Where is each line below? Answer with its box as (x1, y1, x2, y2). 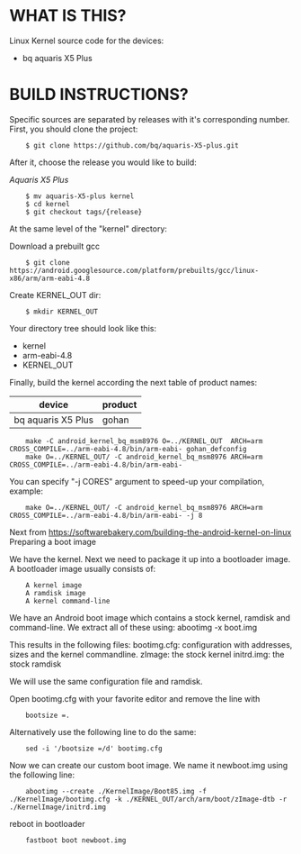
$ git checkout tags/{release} (25, 207, 143, 216)
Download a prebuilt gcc (9, 241, 101, 251)
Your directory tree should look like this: (9, 323, 157, 333)
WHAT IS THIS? (9, 5, 128, 26)
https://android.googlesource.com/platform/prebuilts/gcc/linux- (9, 266, 259, 275)
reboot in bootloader (9, 818, 85, 829)
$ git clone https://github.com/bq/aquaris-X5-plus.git (25, 141, 240, 150)
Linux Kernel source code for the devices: (9, 35, 164, 46)
